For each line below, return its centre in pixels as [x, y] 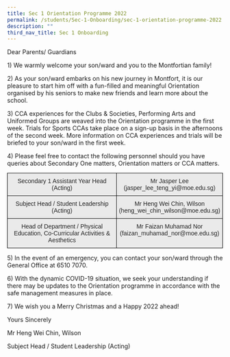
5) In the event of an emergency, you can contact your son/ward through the [115, 258]
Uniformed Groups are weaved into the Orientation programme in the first [111, 121]
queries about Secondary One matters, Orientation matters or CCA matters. [113, 163]
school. [17, 101]
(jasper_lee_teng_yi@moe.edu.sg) [169, 188]
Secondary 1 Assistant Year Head [62, 181]
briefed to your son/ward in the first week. [66, 143]
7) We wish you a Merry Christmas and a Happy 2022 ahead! [93, 306]
